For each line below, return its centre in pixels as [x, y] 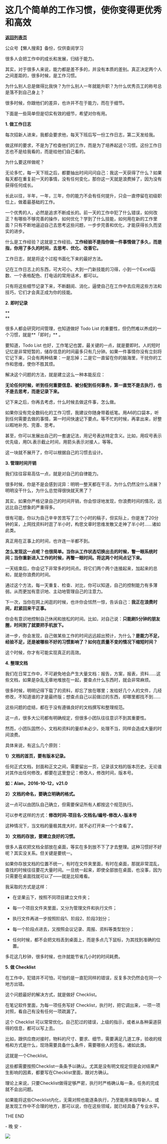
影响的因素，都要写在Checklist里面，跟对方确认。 [60, 1072]
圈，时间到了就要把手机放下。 [36, 625]
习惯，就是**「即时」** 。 [36, 334]
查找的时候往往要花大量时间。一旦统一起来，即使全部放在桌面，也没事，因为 [83, 870]
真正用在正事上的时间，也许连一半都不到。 [49, 541]
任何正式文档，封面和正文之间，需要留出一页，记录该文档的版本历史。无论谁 [83, 766]
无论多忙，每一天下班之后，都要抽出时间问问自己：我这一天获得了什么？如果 [83, 172]
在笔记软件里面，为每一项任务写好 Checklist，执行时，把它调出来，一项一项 [83, 1005]
